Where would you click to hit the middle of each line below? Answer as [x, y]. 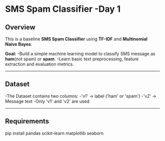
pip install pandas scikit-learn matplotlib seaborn [55, 133]
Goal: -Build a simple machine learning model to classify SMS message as [80, 54]
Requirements [27, 121]
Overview [20, 27]
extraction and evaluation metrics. [40, 64]
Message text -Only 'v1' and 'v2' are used [47, 101]
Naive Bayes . [19, 44]
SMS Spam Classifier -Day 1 [63, 9]
